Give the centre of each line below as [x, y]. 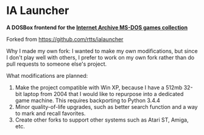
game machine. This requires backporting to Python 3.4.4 [87, 100]
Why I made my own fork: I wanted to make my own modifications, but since [102, 51]
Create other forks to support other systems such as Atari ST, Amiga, [102, 120]
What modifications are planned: [47, 75]
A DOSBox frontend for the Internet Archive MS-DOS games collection [97, 27]
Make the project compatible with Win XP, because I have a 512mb [99, 87]
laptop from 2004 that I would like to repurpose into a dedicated [104, 94]
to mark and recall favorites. [50, 113]
